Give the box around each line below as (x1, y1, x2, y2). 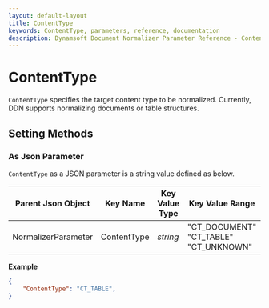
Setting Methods (8, 126, 94, 140)
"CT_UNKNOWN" (187, 241, 253, 252)
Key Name (105, 198, 146, 209)
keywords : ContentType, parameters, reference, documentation (8, 26, 220, 34)
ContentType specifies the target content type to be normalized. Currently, (8, 95, 252, 105)
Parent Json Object (14, 198, 90, 209)
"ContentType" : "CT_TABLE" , (22, 285, 116, 293)
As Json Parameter (8, 150, 84, 162)
